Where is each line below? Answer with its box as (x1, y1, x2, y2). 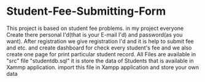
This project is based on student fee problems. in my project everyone (6, 24, 184, 32)
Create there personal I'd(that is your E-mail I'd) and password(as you (6, 31, 183, 38)
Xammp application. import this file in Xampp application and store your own (6, 63, 199, 71)
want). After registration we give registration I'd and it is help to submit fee (6, 37, 195, 45)
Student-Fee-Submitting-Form (6, 4, 166, 18)
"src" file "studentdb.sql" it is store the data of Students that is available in (6, 57, 195, 64)
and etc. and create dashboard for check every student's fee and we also (6, 44, 192, 51)
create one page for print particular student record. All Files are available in (6, 50, 196, 58)
